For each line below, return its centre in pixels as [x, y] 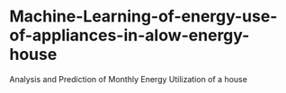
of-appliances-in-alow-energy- [130, 35]
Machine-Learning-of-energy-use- [143, 17]
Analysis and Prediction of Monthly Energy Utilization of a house [128, 79]
